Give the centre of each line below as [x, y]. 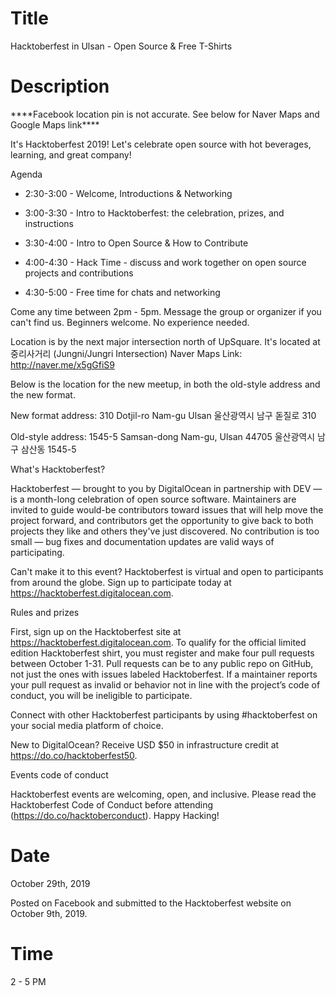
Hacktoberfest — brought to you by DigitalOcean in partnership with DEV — [166, 488]
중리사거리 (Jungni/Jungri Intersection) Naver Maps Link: [126, 353]
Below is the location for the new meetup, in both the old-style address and [165, 384]
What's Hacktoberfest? [58, 469]
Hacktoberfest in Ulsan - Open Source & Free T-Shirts [121, 46]
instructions [49, 223]
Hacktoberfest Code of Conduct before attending [112, 804]
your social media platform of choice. [87, 725]
